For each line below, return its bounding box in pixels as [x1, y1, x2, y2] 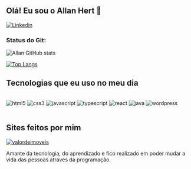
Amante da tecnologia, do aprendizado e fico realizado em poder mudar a [6, 150, 186, 157]
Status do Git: [6, 36, 46, 44]
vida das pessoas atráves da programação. [6, 156, 111, 163]
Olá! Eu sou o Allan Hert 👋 [6, 6, 102, 16]
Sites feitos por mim [6, 123, 81, 133]
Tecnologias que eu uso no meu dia [6, 77, 139, 88]
